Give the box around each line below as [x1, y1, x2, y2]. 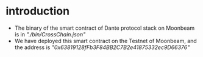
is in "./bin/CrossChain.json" [14, 30, 86, 38]
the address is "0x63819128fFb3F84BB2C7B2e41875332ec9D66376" [14, 44, 190, 51]
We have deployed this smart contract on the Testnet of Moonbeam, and [14, 37, 198, 44]
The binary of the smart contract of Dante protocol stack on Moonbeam [14, 24, 195, 32]
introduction [5, 4, 70, 18]
